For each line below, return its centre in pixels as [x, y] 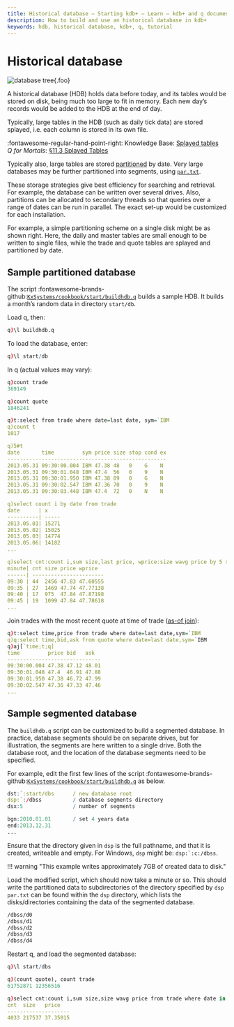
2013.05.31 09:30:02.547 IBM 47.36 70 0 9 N [85, 485]
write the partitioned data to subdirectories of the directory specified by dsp [116, 887]
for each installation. [37, 215]
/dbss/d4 [20, 941]
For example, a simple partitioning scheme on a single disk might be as [109, 228]
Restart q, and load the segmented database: [72, 954]
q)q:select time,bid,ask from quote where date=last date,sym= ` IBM [107, 640]
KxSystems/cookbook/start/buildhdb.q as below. [96, 781]
